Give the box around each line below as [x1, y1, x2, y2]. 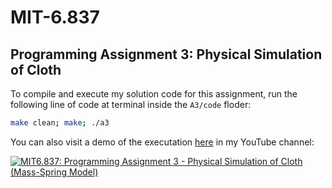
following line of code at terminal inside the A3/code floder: [10, 99, 252, 110]
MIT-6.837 [10, 6, 100, 29]
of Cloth [10, 61, 62, 78]
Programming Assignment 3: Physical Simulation [10, 46, 323, 63]
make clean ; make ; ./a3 [10, 118, 110, 128]
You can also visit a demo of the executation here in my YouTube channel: [10, 136, 315, 148]
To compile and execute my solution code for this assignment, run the [10, 88, 298, 100]
